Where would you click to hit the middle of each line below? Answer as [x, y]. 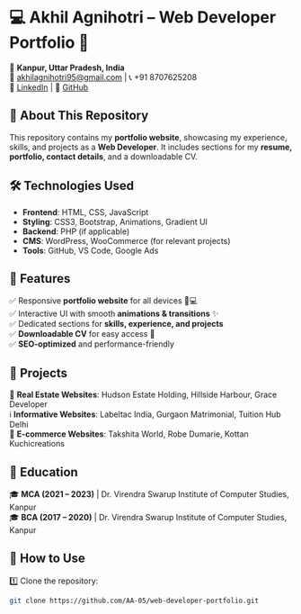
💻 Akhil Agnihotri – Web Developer [143, 18]
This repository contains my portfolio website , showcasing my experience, [148, 137]
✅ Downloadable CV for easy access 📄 [82, 334]
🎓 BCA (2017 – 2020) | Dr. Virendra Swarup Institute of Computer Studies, [148, 517]
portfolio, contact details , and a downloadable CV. [103, 156]
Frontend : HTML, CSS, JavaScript [85, 212]
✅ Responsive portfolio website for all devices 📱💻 [103, 301]
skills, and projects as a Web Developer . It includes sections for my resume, [151, 147]
